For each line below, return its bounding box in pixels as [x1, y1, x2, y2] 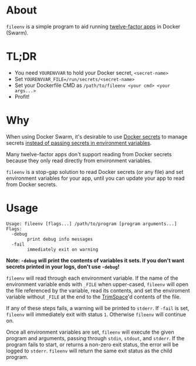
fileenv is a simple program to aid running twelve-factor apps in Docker [6, 23, 181, 30]
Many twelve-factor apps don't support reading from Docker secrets [6, 150, 172, 157]
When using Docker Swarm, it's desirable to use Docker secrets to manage [6, 133, 188, 140]
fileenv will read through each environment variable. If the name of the [6, 274, 178, 281]
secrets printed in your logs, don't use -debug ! [6, 263, 120, 270]
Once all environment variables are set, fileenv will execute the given [6, 328, 174, 335]
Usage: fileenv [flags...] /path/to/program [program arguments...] [6, 221, 177, 227]
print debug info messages [27, 236, 93, 242]
